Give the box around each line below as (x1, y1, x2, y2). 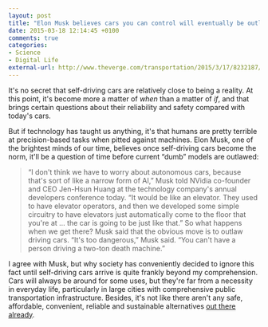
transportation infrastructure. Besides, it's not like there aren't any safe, (8, 293, 243, 302)
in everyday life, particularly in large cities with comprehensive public (8, 284, 236, 294)
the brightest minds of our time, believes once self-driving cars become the (8, 143, 257, 152)
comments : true (8, 33, 59, 42)
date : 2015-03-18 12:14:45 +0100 (8, 26, 120, 34)
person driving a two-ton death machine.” (27, 243, 166, 253)
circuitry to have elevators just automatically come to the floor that (27, 209, 246, 219)
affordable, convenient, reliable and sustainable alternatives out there (8, 301, 236, 311)
